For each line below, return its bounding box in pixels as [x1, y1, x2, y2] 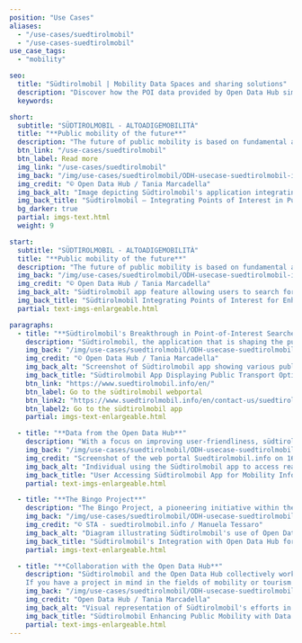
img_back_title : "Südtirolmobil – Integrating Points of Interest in [17, 196, 283, 205]
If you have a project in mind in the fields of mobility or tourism [25, 578, 292, 587]
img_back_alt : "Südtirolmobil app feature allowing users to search [17, 288, 280, 297]
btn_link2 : [25, 396, 67, 405]
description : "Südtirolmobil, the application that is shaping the [25, 337, 283, 346]
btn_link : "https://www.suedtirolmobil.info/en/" [25, 379, 216, 388]
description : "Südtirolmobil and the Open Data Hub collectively [25, 570, 276, 579]
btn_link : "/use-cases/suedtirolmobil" [17, 146, 167, 156]
